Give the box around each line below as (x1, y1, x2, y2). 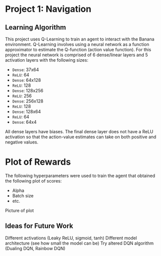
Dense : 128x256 (12, 88, 43, 93)
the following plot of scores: (5, 178, 62, 183)
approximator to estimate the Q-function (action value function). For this (5, 47, 152, 52)
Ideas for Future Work (5, 222, 73, 230)
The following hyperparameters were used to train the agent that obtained (5, 173, 156, 179)
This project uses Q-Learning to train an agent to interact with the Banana (5, 36, 155, 42)
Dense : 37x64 (12, 67, 39, 73)
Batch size (12, 192, 33, 198)
